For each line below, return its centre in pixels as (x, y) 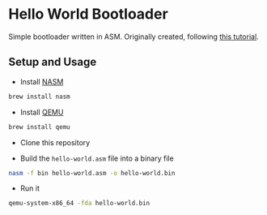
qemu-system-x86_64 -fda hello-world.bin (79, 204)
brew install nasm (39, 97)
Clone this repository (55, 142)
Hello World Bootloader (88, 14)
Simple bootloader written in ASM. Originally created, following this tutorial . (133, 37)
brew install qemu (39, 127)
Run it (30, 188)
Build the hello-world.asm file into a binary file (97, 158)
